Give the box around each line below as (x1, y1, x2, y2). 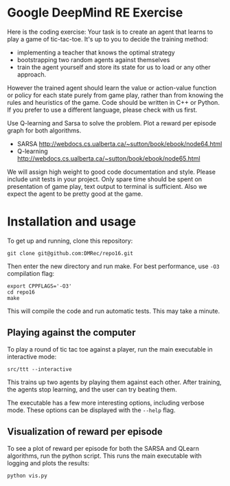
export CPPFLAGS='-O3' (7, 283, 72, 290)
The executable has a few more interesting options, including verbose (7, 398, 205, 407)
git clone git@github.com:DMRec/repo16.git (7, 250, 134, 256)
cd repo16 (7, 288, 36, 296)
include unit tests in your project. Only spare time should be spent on (7, 174, 203, 183)
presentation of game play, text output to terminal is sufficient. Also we (7, 182, 207, 190)
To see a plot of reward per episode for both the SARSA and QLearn (7, 444, 199, 452)
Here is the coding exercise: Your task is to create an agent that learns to (7, 28, 214, 36)
